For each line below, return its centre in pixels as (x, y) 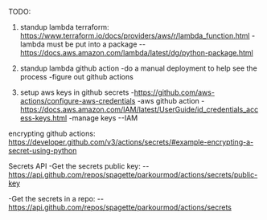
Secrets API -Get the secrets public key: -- (79, 166)
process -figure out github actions (77, 77)
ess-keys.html (43, 118)
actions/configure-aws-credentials (78, 101)
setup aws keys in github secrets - (77, 92)
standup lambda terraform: (64, 27)
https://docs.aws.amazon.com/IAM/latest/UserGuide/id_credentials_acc (139, 109)
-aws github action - (171, 101)
